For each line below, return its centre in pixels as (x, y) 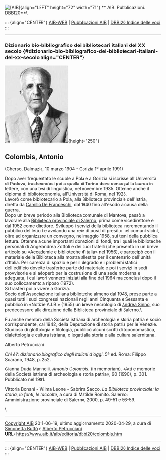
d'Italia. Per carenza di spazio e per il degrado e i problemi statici (71, 263)
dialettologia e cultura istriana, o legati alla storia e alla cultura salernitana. (80, 335)
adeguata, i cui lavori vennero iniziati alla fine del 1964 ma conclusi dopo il (81, 278)
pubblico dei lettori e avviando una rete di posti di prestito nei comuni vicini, (82, 231)
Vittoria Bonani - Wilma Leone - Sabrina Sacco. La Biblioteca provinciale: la (82, 389)
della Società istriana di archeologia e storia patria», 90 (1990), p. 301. (76, 374)
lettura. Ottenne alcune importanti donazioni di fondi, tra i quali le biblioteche (83, 241)
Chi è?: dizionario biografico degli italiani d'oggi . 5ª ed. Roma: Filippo (76, 354)
